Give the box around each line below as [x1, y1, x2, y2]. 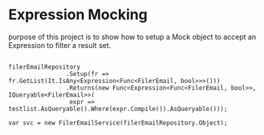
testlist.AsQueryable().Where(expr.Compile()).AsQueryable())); [8, 105, 228, 113]
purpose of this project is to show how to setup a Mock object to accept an [8, 32, 257, 42]
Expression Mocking [8, 6, 148, 24]
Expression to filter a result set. [8, 40, 112, 50]
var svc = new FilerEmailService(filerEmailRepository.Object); [8, 118, 228, 127]
